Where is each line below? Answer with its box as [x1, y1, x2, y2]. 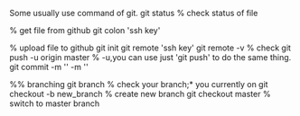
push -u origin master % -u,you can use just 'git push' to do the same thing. [9, 52, 292, 62]
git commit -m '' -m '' [9, 62, 89, 72]
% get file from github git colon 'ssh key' [9, 25, 161, 35]
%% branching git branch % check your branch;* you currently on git [9, 79, 268, 89]
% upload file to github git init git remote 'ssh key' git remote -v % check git [9, 42, 292, 53]
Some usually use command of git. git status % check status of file [9, 8, 258, 18]
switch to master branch [9, 98, 100, 109]
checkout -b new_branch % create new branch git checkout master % [9, 89, 271, 99]
